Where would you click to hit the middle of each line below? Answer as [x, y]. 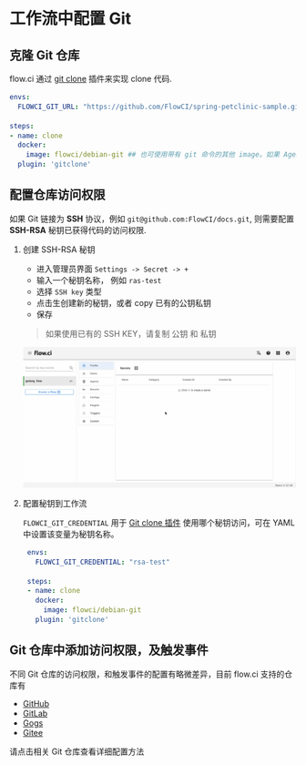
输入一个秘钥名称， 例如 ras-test [99, 280]
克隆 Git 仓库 [45, 55]
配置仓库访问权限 [57, 195]
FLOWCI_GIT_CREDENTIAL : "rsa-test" [102, 562]
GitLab [35, 713]
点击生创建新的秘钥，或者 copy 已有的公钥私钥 [124, 302]
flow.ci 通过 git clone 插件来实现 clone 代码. [91, 79]
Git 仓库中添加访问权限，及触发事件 [109, 651]
